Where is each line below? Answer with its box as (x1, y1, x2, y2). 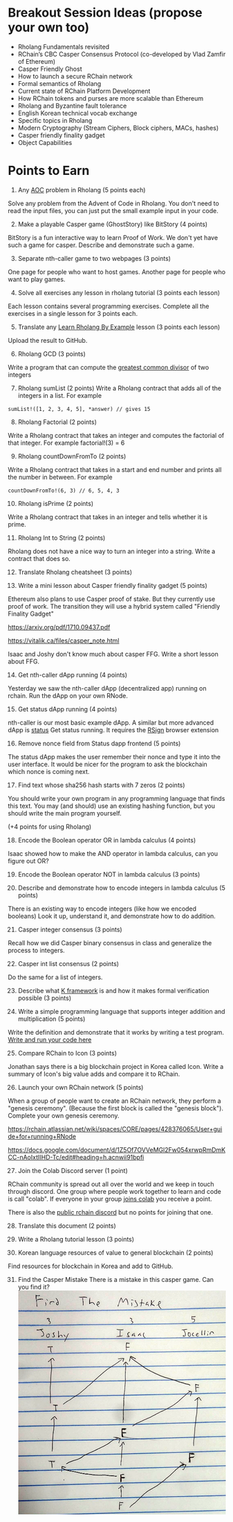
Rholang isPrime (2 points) (17, 499, 94, 507)
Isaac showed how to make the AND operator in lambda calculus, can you (8, 849, 218, 858)
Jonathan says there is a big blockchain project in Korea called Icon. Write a (8, 1062, 224, 1070)
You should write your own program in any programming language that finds (8, 794, 225, 802)
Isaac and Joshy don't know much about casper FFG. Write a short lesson (8, 650, 218, 658)
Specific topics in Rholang (17, 116, 93, 124)
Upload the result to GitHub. (8, 336, 88, 344)
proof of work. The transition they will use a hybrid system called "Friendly (8, 602, 221, 610)
